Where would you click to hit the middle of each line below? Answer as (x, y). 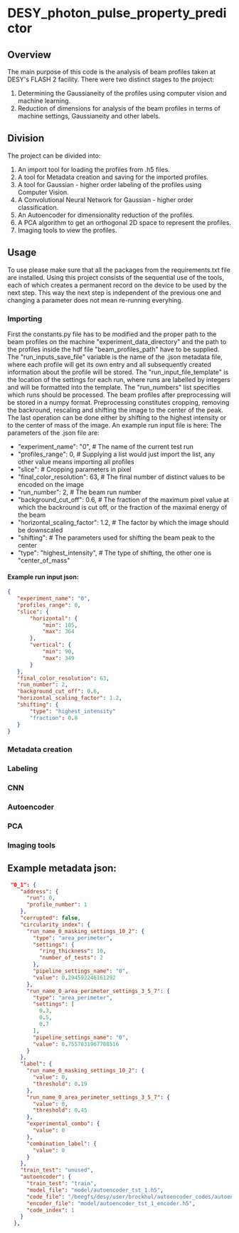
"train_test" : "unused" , (57, 1170)
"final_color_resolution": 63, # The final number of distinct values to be (121, 477)
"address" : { (39, 891)
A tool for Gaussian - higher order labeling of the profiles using (110, 184)
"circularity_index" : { (55, 925)
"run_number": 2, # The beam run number (79, 492)
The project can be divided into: (54, 156)
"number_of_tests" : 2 (71, 958)
